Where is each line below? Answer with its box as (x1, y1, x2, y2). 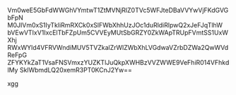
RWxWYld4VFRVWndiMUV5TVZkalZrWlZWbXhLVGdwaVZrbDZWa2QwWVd (7, 44, 229, 51)
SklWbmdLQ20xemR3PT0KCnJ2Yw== (19, 66, 132, 74)
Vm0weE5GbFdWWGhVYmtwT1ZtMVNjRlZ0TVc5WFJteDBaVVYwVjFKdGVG (7, 6, 229, 14)
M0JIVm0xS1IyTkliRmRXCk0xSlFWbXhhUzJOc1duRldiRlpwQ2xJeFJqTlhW (7, 21, 223, 29)
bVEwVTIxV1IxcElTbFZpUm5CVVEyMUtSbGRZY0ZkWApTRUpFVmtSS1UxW (7, 28, 228, 37)
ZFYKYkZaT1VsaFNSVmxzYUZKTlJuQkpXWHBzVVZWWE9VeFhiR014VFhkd (7, 58, 230, 66)
